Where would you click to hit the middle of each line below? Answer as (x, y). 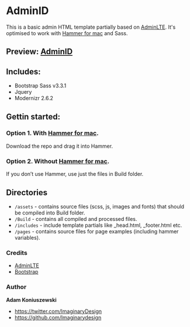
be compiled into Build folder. (50, 213)
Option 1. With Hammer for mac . (52, 133)
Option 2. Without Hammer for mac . (58, 161)
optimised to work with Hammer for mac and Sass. (67, 33)
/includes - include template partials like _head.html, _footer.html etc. (98, 225)
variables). (27, 237)
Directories (27, 193)
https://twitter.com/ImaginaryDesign (58, 311)
